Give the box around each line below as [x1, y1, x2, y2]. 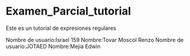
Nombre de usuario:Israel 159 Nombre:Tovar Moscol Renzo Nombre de [5, 36, 184, 43]
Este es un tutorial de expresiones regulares [5, 24, 117, 32]
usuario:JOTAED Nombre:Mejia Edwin [5, 43, 101, 50]
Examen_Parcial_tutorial [5, 4, 131, 18]
